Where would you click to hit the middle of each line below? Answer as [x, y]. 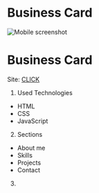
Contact [28, 170]
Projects [29, 162]
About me [31, 148]
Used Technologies [45, 92]
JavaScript [33, 121]
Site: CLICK [24, 79]
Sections [30, 134]
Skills [25, 155]
